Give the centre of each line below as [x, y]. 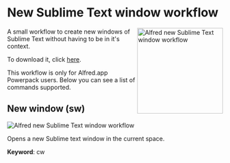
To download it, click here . [44, 59]
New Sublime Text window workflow [113, 13]
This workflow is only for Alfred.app [57, 73]
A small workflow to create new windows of [68, 32]
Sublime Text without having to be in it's [63, 38]
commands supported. [39, 87]
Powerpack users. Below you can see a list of [71, 79]
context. [19, 46]
